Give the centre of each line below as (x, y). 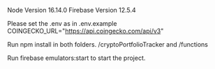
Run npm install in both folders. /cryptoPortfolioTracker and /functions (107, 44)
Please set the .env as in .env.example (62, 23)
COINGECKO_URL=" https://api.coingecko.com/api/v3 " (86, 31)
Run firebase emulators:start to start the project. (76, 58)
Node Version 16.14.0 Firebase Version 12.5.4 (72, 10)
